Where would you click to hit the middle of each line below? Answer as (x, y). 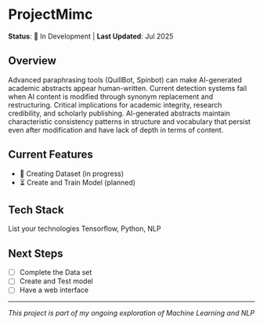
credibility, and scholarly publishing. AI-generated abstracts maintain (119, 113)
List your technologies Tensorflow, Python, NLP (85, 228)
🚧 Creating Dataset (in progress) (72, 173)
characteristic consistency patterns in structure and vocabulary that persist (130, 121)
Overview (32, 61)
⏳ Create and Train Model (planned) (77, 182)
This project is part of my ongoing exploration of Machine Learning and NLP (131, 313)
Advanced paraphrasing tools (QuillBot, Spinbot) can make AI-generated (125, 79)
